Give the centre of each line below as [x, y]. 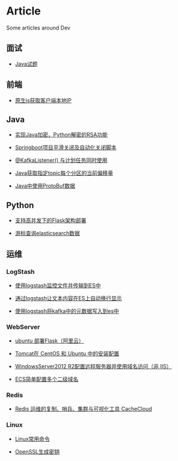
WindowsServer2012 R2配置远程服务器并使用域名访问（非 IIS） [94, 367]
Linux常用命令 [32, 439]
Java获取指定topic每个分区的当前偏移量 [64, 173]
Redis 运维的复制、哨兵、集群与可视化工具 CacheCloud [83, 409]
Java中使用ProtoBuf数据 [45, 186]
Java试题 [26, 64]
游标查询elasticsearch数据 [47, 234]
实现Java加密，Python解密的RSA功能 [61, 135]
